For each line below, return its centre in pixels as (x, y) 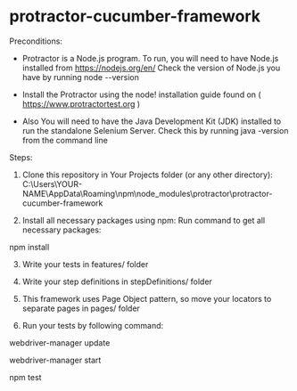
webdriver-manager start (55, 360)
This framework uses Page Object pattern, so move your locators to (147, 298)
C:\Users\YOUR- (52, 183)
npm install (29, 247)
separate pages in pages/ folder (81, 308)
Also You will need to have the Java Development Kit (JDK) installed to (152, 121)
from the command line (65, 140)
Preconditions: (36, 41)
